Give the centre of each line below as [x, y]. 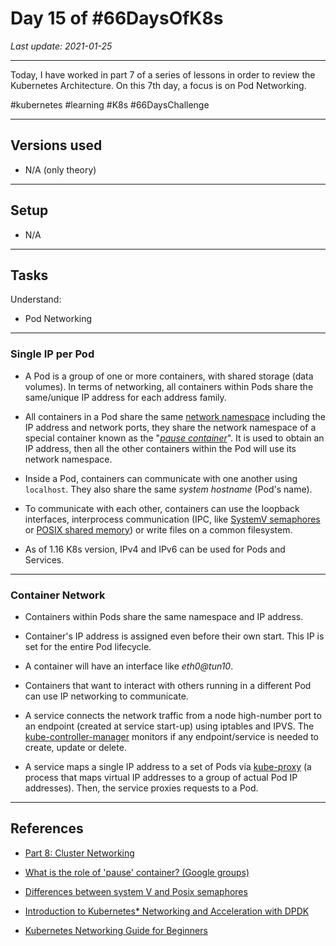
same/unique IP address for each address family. [125, 397]
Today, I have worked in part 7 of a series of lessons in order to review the [163, 74]
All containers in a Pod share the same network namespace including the [175, 416]
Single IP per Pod [52, 354]
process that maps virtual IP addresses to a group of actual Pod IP [161, 777]
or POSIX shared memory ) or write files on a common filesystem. [158, 529]
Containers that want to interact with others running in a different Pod [168, 685]
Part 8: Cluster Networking [79, 853]
